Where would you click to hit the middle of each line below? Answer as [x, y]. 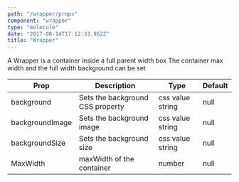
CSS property [101, 107]
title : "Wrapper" [33, 41]
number [171, 164]
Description [115, 86]
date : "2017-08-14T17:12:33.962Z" [59, 34]
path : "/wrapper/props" [43, 14]
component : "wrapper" [39, 21]
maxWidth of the [107, 159]
